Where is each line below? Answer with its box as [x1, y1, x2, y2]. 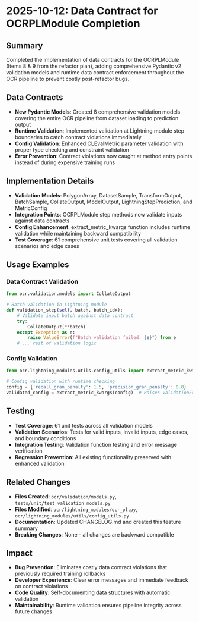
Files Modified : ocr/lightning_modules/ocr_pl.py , [14, 506, 137, 513]
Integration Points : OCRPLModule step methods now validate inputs [14, 211, 182, 218]
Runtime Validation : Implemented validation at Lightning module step [14, 127, 185, 134]
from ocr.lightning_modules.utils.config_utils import [6, 368, 145, 374]
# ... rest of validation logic [17, 340, 97, 346]
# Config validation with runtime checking [6, 379, 115, 385]
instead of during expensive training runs [14, 159, 115, 166]
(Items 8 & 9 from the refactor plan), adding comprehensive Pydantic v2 [6, 62, 182, 70]
